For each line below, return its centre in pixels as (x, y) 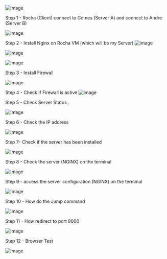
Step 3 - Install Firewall (29, 73)
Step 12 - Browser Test (29, 241)
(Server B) (16, 23)
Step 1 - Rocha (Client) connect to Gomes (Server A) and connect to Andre (84, 18)
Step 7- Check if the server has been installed (54, 142)
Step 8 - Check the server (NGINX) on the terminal (58, 162)
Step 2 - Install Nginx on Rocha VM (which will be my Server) (69, 43)
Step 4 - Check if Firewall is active (41, 92)
